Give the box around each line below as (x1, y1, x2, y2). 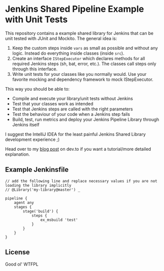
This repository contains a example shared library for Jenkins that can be (5, 30, 154, 36)
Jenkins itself (12, 122, 39, 128)
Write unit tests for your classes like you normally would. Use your (12, 71, 147, 77)
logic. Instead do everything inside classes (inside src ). (12, 50, 125, 56)
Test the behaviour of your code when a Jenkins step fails (12, 111, 131, 117)
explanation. (5, 151, 31, 157)
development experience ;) (5, 136, 60, 142)
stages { (14, 204, 32, 209)
